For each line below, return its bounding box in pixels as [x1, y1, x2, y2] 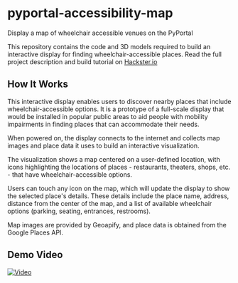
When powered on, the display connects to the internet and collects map [7, 133, 220, 142]
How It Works [7, 78, 69, 91]
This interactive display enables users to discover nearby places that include [7, 97, 232, 106]
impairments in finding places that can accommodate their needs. [7, 120, 200, 128]
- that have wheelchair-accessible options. [7, 170, 133, 179]
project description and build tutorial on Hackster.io [7, 57, 158, 66]
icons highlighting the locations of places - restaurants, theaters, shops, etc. [7, 163, 231, 171]
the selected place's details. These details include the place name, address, [7, 191, 229, 200]
